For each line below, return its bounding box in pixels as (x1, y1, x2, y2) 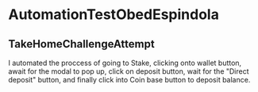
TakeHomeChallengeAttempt (8, 37, 155, 51)
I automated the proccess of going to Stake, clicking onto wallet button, (8, 58, 242, 67)
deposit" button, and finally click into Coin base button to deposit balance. (8, 75, 251, 84)
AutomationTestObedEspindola (8, 6, 220, 24)
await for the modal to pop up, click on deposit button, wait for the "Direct (8, 67, 249, 76)
